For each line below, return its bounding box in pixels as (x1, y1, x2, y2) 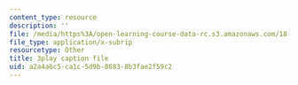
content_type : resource (9, 12, 98, 22)
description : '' (9, 21, 69, 30)
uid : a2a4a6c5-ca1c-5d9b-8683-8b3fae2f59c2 (9, 63, 173, 72)
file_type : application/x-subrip (9, 37, 133, 47)
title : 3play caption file (9, 54, 109, 63)
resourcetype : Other (9, 46, 86, 55)
